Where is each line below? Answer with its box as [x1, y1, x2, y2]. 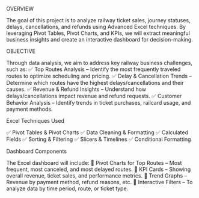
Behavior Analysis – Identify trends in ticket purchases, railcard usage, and [6, 99, 191, 106]
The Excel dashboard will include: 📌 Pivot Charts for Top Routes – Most [6, 159, 182, 166]
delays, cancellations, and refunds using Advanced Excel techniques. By [6, 23, 186, 30]
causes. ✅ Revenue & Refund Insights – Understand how [6, 85, 146, 93]
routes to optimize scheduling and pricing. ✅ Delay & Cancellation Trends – [6, 72, 192, 79]
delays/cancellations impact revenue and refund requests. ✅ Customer [6, 93, 182, 99]
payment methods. [6, 105, 53, 113]
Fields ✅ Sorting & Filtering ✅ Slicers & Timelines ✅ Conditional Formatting [6, 135, 191, 143]
